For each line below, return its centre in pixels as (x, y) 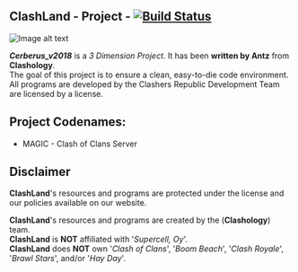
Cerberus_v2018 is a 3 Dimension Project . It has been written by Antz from (149, 56)
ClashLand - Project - (70, 17)
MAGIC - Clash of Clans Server (79, 144)
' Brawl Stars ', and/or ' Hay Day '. (68, 259)
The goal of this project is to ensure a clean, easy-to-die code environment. (149, 75)
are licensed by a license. (56, 93)
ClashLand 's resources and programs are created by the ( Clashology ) (140, 220)
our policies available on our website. (78, 203)
